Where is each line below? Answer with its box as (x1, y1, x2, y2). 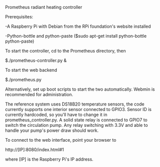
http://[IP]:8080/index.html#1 (5, 147, 64, 153)
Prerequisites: (5, 14, 34, 19)
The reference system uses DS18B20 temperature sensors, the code (5, 101, 145, 107)
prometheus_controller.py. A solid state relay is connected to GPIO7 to (5, 117, 148, 123)
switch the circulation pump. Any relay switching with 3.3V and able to (5, 122, 148, 128)
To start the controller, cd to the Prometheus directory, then (5, 48, 126, 54)
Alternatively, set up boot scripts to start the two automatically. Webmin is (5, 86, 155, 92)
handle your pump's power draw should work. (5, 127, 99, 133)
